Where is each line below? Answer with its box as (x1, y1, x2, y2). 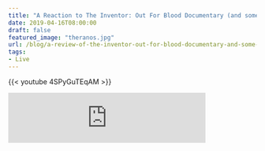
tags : (8, 48, 26, 56)
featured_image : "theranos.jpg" (8, 33, 114, 42)
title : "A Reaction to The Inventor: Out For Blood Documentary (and (8, 11, 242, 20)
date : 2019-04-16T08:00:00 (8, 19, 97, 27)
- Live (8, 56, 30, 64)
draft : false (8, 26, 51, 34)
